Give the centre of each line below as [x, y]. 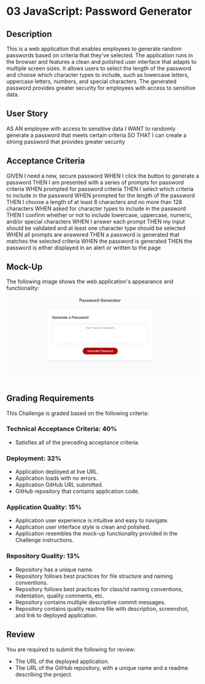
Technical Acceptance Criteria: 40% [62, 429]
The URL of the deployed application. [62, 661]
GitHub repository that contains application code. [77, 491]
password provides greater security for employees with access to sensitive [101, 88]
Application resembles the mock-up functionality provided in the [96, 533]
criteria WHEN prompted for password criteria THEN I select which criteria [100, 189]
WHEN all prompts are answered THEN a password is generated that [93, 234]
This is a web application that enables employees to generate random [94, 49]
